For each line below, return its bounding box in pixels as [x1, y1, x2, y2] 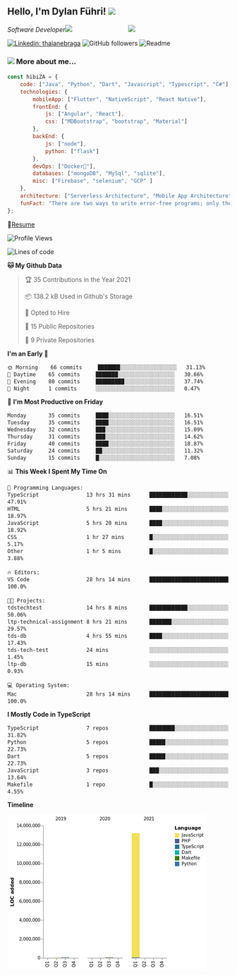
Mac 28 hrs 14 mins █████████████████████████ [7, 691, 229, 698]
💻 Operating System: [7, 682, 71, 689]
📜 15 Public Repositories [24, 322, 95, 330]
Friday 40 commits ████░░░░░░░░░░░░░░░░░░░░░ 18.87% [7, 440, 203, 447]
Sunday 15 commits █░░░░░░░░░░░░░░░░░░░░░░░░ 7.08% [7, 454, 200, 461]
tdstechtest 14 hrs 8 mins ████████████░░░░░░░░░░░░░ [7, 604, 229, 611]
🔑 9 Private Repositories [24, 335, 95, 344]
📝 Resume [7, 220, 35, 229]
